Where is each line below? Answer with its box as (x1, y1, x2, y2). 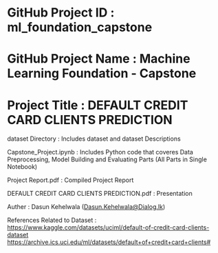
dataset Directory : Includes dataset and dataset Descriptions (7, 134, 181, 143)
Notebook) (7, 163, 38, 171)
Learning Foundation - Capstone (7, 65, 197, 81)
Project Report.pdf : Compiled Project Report (7, 176, 134, 184)
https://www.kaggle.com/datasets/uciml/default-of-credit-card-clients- (7, 223, 210, 232)
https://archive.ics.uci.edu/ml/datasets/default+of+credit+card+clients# (7, 238, 211, 246)
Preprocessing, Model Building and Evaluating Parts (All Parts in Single (7, 155, 208, 163)
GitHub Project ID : (7, 5, 115, 21)
